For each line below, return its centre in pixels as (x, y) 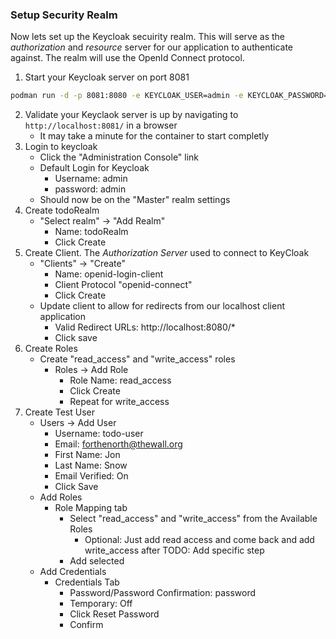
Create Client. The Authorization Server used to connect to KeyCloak (167, 253)
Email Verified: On (91, 476)
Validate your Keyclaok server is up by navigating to (131, 115)
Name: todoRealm (91, 232)
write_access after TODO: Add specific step (174, 550)
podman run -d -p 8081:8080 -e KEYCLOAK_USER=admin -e (127, 96)
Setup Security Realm (64, 15)
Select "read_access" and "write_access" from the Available (193, 519)
